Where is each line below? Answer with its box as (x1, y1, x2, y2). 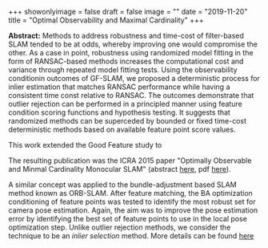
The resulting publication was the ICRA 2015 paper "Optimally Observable (8, 156, 252, 165)
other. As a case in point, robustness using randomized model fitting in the (8, 48, 254, 57)
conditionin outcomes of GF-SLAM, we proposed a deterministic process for (8, 74, 260, 83)
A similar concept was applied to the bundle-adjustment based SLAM (8, 180, 238, 189)
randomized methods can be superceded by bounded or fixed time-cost (8, 116, 246, 125)
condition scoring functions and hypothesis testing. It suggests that (8, 108, 230, 117)
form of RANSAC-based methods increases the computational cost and (8, 56, 244, 66)
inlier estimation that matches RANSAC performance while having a (8, 82, 230, 91)
